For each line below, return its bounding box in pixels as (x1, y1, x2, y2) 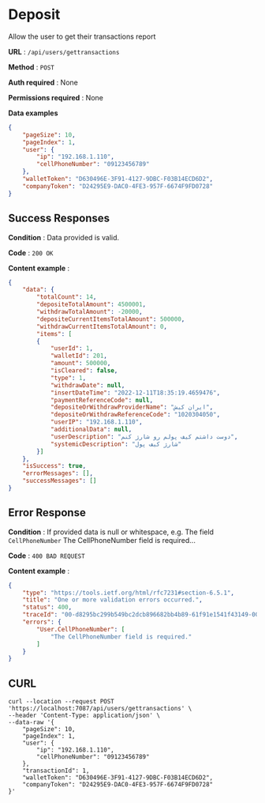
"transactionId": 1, (22, 767, 90, 775)
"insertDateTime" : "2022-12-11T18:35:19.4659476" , (50, 389, 221, 397)
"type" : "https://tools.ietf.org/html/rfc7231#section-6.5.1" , (22, 589, 235, 597)
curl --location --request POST (8, 698, 114, 706)
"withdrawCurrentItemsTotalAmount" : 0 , (36, 322, 168, 330)
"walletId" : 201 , (50, 352, 108, 360)
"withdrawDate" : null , (50, 381, 125, 389)
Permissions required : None (8, 92, 104, 102)
